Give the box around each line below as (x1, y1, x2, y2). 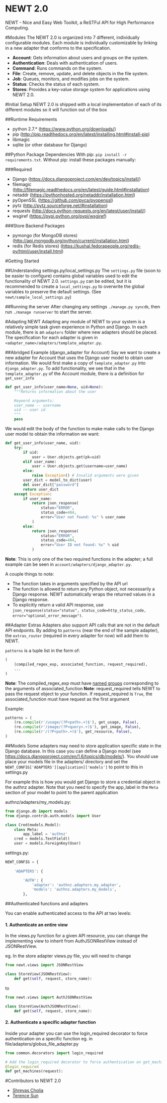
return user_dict (23, 487, 59, 492)
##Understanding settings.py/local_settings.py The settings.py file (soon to (5, 267, 161, 273)
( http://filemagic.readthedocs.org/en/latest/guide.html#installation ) (12, 186, 150, 192)
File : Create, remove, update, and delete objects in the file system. (12, 70, 149, 76)
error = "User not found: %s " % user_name (40, 515, 126, 520)
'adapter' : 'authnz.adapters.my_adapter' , (31, 882, 121, 887)
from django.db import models (5, 809, 68, 814)
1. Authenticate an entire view (5, 922, 68, 928)
